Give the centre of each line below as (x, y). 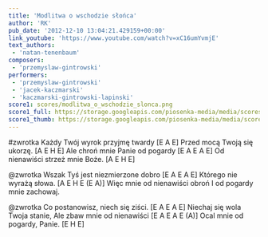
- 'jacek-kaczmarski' (47, 90)
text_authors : (32, 45)
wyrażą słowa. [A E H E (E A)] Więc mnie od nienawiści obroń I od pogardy (131, 183)
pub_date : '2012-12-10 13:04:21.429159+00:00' (87, 30)
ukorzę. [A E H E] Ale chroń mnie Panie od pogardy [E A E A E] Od (116, 150)
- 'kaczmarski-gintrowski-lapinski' (73, 97)
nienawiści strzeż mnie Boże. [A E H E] (72, 159)
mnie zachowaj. (34, 192)
